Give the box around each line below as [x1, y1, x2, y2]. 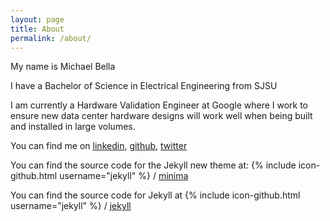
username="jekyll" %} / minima [59, 170, 189, 182]
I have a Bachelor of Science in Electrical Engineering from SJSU [10, 80, 278, 92]
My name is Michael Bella [10, 61, 116, 73]
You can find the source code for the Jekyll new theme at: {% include [10, 159, 297, 171]
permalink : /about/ [10, 33, 92, 43]
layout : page [10, 14, 65, 25]
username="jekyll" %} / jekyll [10, 200, 132, 212]
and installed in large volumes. [10, 121, 136, 133]
